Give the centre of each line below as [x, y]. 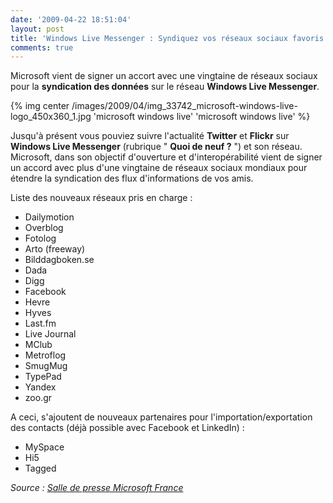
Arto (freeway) [55, 249]
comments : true [42, 47]
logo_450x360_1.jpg [51, 117]
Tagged [40, 468]
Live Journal [50, 334]
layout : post [37, 29]
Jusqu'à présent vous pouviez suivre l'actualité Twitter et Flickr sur [150, 136]
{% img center [40, 106]
